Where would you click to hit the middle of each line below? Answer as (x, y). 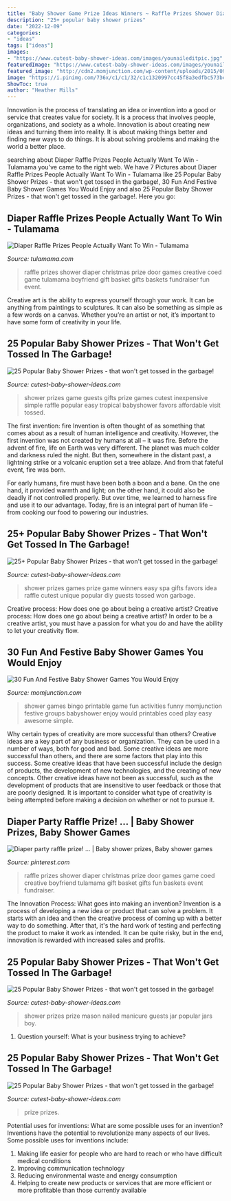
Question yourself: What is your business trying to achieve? (101, 1036)
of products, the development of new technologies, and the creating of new (114, 771)
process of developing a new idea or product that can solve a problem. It (110, 911)
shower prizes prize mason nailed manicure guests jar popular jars (118, 1016)
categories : (24, 33)
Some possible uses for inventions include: (68, 1140)
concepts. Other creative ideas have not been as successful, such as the (110, 778)
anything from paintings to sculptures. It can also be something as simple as (115, 307)
